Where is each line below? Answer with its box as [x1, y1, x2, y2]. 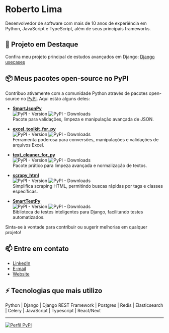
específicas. [12, 188, 38, 194]
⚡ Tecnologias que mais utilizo [5, 286, 103, 295]
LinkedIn [12, 260, 31, 266]
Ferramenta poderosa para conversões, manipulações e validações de [12, 136, 159, 142]
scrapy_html [12, 172, 39, 178]
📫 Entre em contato [5, 244, 69, 253]
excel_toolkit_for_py [12, 126, 56, 132]
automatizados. [12, 214, 45, 220]
